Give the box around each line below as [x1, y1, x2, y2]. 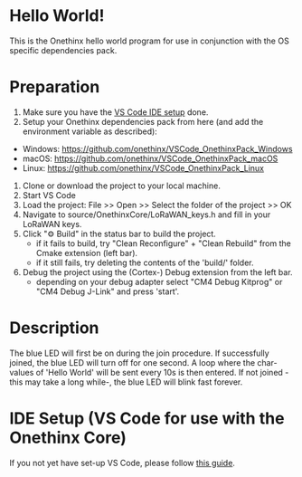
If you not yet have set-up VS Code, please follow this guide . [9, 457, 235, 468]
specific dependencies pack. [9, 44, 118, 55]
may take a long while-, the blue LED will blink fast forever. [24, 377, 243, 387]
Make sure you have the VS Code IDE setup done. [22, 106, 209, 118]
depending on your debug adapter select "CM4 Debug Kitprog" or [35, 276, 283, 287]
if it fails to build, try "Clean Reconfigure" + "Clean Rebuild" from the [35, 237, 291, 249]
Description [9, 318, 99, 339]
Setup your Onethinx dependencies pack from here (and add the [22, 116, 264, 127]
